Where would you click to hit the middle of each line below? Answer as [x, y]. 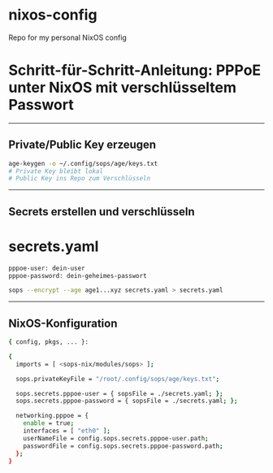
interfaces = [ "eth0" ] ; [67, 431]
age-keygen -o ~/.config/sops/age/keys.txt [83, 163]
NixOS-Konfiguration [63, 323]
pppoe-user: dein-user [47, 268]
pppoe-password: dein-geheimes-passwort [78, 276]
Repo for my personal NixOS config [68, 37]
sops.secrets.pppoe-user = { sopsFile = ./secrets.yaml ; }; [119, 393]
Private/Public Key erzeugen [82, 145]
